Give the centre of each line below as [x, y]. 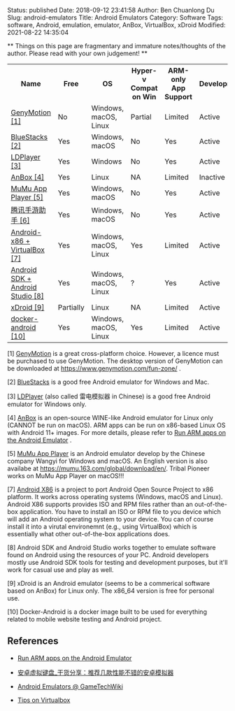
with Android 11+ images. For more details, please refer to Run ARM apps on [116, 432]
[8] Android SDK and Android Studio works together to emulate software [112, 547]
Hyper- [144, 71]
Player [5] [27, 197]
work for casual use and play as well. [60, 570]
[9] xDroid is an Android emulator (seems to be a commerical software [109, 583]
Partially [71, 307]
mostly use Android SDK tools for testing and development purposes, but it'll [117, 562]
